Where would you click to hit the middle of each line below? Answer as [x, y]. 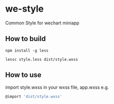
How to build [26, 39]
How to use [23, 75]
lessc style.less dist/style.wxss [42, 59]
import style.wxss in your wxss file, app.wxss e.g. [57, 87]
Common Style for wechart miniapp [42, 23]
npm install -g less [27, 50]
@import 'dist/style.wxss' [34, 96]
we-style [25, 9]
